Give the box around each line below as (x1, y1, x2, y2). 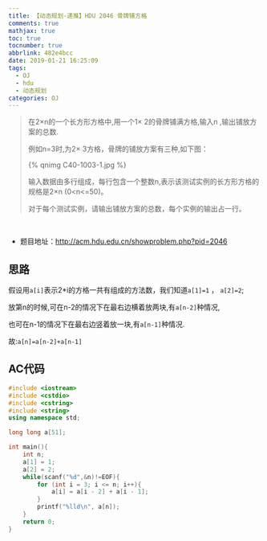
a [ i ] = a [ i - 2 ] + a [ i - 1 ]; (51, 488, 149, 496)
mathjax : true (8, 27, 56, 35)
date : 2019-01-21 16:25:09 (8, 57, 99, 65)
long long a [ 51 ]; (8, 428, 67, 436)
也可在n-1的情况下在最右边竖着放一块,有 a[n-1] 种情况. (8, 319, 185, 330)
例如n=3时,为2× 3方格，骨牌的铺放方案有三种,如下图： (27, 144, 208, 154)
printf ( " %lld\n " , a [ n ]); (37, 503, 120, 511)
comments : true (8, 19, 59, 27)
